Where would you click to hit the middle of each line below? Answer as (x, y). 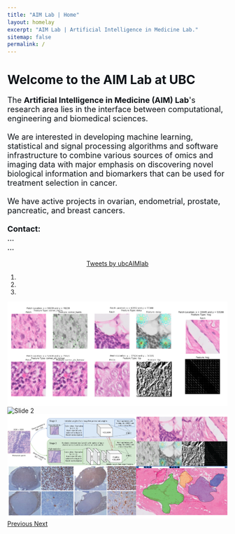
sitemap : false (29, 37)
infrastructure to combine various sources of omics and (110, 156)
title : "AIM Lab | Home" (43, 15)
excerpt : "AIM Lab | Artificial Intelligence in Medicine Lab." (103, 29)
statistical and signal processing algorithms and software (113, 146)
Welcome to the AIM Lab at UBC (101, 80)
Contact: (24, 229)
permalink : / (26, 44)
